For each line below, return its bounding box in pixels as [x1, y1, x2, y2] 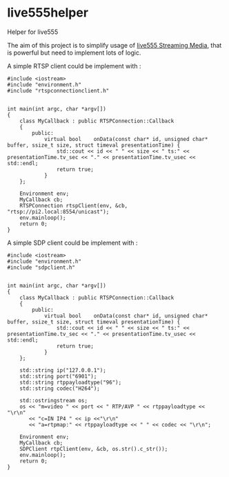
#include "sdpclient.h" [7, 264, 76, 271]
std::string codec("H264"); [19, 385, 100, 392]
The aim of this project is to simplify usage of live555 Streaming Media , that [7, 41, 222, 49]
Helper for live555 [7, 28, 59, 36]
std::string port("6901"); [19, 373, 97, 380]
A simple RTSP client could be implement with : [7, 62, 141, 70]
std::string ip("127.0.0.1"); [19, 366, 107, 374]
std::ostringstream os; [19, 397, 88, 404]
